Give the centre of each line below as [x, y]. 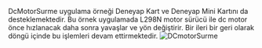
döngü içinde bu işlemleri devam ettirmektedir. [83, 36]
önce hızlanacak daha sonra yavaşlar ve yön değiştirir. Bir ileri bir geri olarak [131, 27]
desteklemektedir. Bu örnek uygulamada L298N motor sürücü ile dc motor [128, 19]
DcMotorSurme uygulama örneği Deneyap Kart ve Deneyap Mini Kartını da [128, 11]
